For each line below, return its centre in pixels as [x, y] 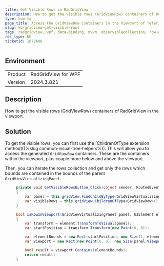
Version [16, 82]
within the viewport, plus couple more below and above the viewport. [75, 159]
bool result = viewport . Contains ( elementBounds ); [76, 250]
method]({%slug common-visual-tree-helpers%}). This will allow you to [77, 149]
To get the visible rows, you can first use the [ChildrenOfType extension [77, 143]
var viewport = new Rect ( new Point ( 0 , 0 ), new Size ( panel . [86, 241]
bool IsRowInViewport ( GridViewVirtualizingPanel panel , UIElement [85, 214]
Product [17, 74]
